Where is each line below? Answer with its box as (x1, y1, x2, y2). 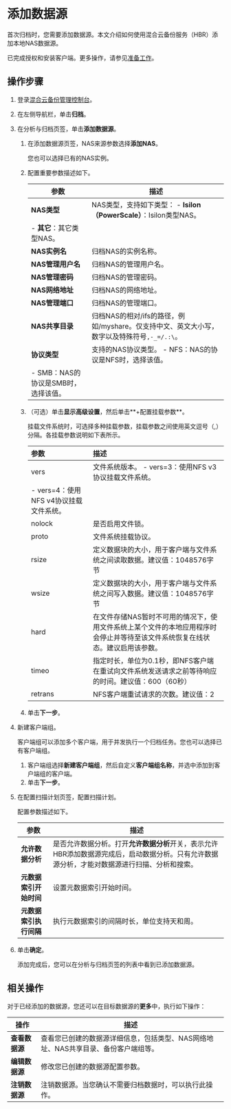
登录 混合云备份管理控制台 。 (16, 95, 96, 103)
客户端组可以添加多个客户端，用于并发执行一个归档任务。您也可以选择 (16, 738, 217, 746)
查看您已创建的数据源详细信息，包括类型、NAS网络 (41, 1033, 207, 1043)
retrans (30, 689, 54, 698)
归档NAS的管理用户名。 (91, 259, 168, 269)
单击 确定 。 (16, 945, 48, 954)
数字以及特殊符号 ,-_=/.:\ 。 (91, 331, 182, 341)
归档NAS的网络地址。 (91, 285, 162, 295)
